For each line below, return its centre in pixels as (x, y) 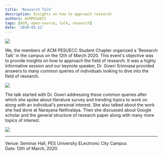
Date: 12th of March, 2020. (32, 149)
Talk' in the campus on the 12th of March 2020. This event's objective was (79, 56)
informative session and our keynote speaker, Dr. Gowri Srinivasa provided (80, 66)
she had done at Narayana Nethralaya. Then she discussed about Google (78, 110)
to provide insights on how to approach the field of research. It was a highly (81, 61)
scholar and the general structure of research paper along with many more (80, 115)
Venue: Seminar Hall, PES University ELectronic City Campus (66, 143)
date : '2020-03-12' (25, 28)
